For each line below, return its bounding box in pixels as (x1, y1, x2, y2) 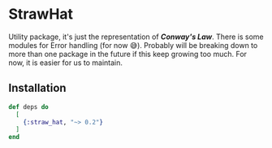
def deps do (8, 102, 49, 111)
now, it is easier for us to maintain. (8, 58, 123, 67)
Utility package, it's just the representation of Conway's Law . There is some (8, 32, 264, 41)
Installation (8, 81, 67, 95)
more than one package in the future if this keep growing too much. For (8, 49, 248, 59)
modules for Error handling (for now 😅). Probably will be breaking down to (8, 40, 258, 50)
